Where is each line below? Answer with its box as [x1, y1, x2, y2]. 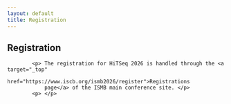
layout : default [7, 10, 54, 17]
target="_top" [7, 66, 48, 73]
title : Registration [7, 17, 67, 23]
